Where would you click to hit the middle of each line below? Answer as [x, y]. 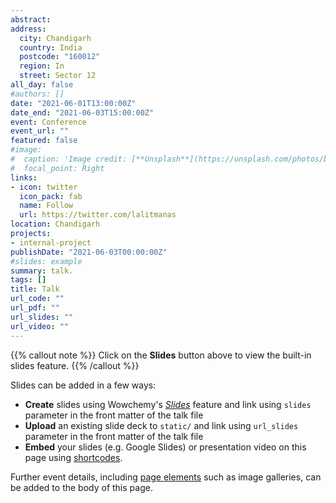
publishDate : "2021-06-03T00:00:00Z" [89, 252]
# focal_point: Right [57, 168]
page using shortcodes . [73, 457]
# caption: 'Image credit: [69, 159]
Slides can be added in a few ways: [83, 385]
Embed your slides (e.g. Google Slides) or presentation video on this [165, 447]
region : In [42, 66]
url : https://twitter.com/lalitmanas [98, 215]
